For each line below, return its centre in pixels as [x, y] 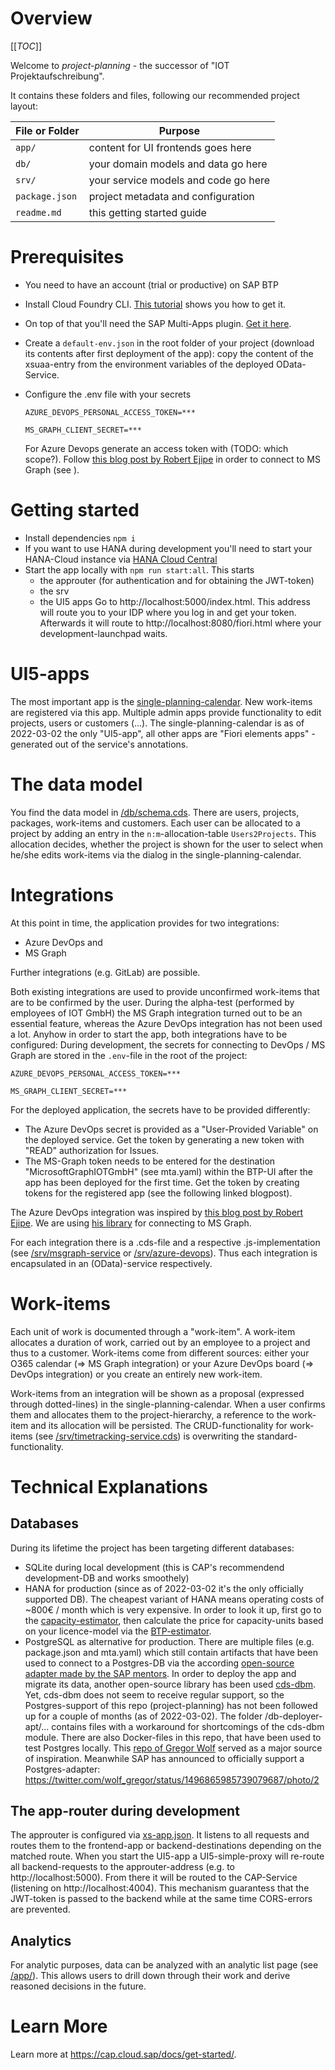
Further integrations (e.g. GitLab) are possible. [105, 972]
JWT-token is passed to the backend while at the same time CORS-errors [161, 1899]
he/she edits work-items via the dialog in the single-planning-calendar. [156, 854]
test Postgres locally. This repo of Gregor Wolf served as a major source [173, 1748]
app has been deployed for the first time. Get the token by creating [162, 1182]
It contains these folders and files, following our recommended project [155, 95]
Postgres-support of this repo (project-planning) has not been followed [171, 1705]
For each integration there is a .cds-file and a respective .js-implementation [165, 1242]
